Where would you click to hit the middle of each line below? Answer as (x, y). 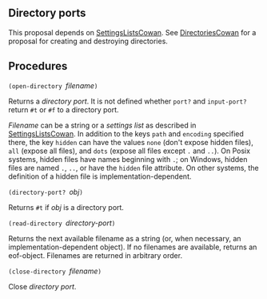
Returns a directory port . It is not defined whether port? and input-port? (128, 101)
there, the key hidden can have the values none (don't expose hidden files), (131, 142)
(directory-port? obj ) (46, 192)
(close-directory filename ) (55, 271)
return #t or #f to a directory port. (64, 109)
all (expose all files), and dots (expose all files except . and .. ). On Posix (129, 151)
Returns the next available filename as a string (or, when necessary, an (125, 238)
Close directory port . (42, 286)
